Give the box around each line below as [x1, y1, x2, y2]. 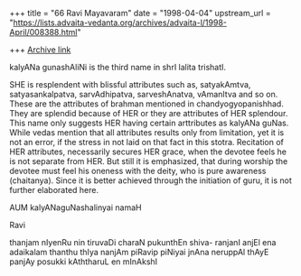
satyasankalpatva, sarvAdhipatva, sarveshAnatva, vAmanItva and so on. [9, 89, 278, 99]
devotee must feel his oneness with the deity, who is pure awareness [9, 166, 267, 176]
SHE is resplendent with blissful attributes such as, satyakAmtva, [9, 79, 251, 89]
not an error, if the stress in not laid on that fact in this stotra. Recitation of [9, 137, 285, 147]
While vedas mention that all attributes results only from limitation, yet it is [9, 127, 285, 138]
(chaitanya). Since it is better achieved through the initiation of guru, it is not [9, 175, 292, 186]
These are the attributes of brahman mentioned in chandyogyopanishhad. [9, 98, 285, 109]
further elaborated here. [9, 185, 99, 195]
